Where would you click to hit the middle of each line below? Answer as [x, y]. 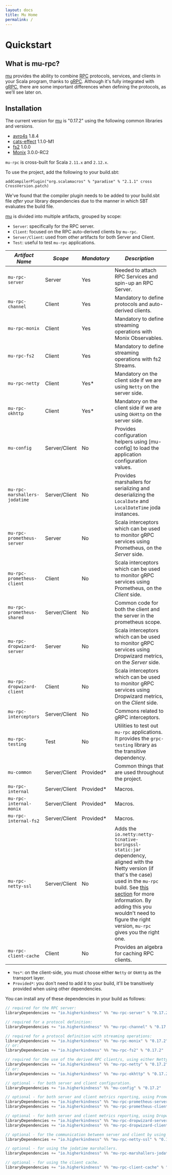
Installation [24, 108]
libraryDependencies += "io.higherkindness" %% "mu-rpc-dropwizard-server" [88, 1120]
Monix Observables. [138, 338]
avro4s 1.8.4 [26, 136]
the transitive [130, 751]
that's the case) [133, 875]
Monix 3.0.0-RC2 [31, 153]
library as [146, 745]
